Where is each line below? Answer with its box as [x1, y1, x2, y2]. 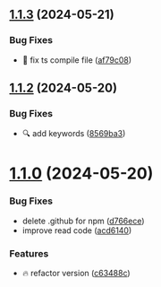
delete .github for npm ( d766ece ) [21, 215, 145, 226]
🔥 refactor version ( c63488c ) [21, 268, 131, 279]
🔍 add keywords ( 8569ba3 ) [21, 128, 126, 139]
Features [9, 247, 49, 259]
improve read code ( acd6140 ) [21, 224, 132, 236]
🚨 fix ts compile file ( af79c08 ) [21, 54, 132, 65]
